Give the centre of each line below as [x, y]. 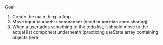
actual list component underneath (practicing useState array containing [85, 32]
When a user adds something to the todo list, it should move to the [80, 27]
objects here [25, 37]
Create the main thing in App [41, 16]
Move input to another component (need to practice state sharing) [80, 22]
